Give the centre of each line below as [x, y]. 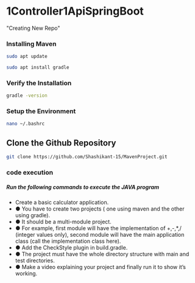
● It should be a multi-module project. [63, 222]
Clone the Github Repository [62, 143]
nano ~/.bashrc [26, 124]
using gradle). [33, 215]
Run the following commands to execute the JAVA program [83, 187]
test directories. [35, 260]
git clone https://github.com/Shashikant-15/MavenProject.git [87, 157]
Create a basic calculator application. [62, 202]
